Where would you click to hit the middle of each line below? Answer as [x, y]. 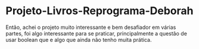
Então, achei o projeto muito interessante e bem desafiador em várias [91, 27]
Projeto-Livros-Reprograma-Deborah [99, 11]
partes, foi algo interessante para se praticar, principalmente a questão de [96, 33]
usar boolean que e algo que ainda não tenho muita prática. [79, 40]
